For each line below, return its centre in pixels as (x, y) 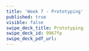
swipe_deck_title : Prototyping (45, 28)
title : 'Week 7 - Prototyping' (45, 11)
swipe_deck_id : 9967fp (34, 33)
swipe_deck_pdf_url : (32, 39)
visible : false (25, 22)
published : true (26, 17)
